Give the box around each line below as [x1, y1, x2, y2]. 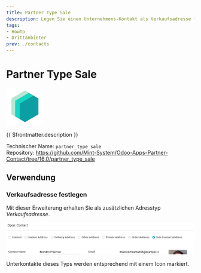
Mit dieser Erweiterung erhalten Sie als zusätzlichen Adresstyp [6, 204, 161, 211]
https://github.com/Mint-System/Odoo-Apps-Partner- [35, 149, 169, 156]
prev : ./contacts [6, 41, 50, 47]
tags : [6, 22, 20, 28]
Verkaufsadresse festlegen [6, 191, 87, 199]
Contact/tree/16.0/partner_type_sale [6, 155, 95, 162]
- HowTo [6, 29, 26, 35]
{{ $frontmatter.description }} [6, 131, 79, 138]
